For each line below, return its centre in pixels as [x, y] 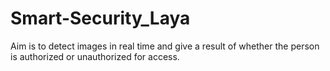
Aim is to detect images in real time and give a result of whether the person [165, 46]
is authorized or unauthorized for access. [95, 56]
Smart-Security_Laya [100, 18]
